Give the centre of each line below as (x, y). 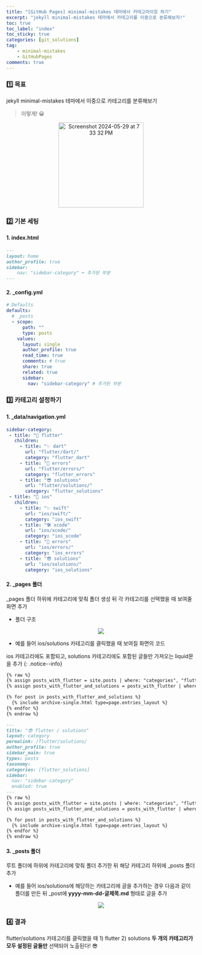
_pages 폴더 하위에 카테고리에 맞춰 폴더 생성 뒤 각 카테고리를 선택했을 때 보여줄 (99, 598)
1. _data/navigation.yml (36, 417)
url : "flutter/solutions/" (59, 486)
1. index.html (23, 238)
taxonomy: (19, 764)
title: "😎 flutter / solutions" (48, 731)
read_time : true (42, 356)
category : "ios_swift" (54, 519)
